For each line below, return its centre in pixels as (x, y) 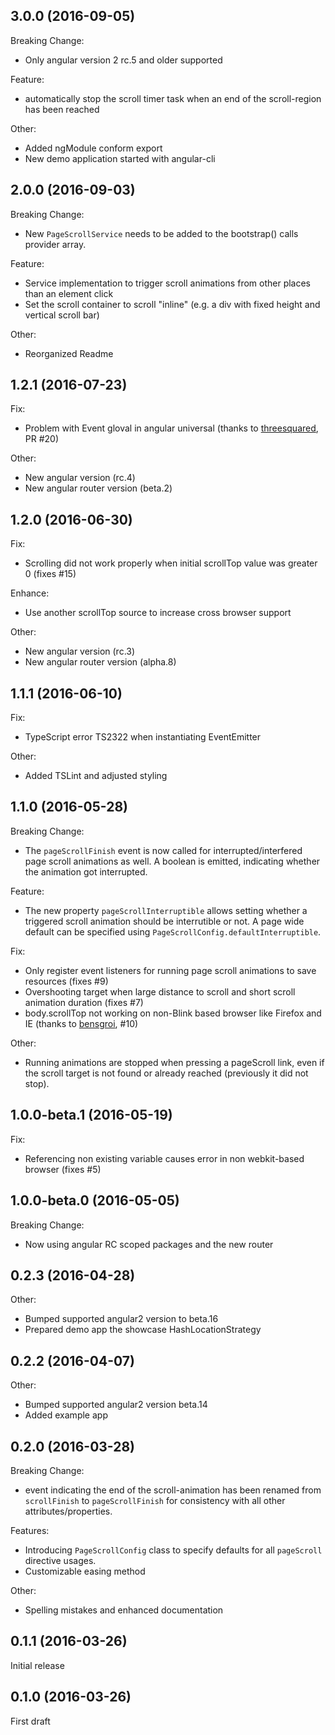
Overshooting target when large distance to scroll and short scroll (160, 991)
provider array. (55, 244)
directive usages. (60, 1560)
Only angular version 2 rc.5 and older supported (123, 60)
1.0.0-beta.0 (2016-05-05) (95, 1200)
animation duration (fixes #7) (84, 1002)
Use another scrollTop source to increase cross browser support (158, 613)
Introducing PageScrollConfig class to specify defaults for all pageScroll (173, 1550)
